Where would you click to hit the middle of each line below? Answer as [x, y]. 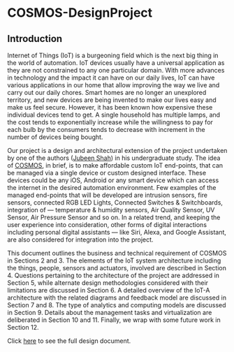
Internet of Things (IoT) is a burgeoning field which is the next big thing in [113, 55]
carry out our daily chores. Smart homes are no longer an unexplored [107, 93]
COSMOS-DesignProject [80, 13]
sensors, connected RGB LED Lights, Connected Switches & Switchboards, [115, 203]
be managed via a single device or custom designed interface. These [107, 173]
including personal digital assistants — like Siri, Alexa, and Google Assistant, [117, 232]
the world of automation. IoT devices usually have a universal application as [116, 63]
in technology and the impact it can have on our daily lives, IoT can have [111, 78]
